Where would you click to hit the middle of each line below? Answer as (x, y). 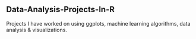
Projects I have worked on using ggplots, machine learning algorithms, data (99, 23)
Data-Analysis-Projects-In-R (60, 10)
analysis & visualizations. (37, 30)
